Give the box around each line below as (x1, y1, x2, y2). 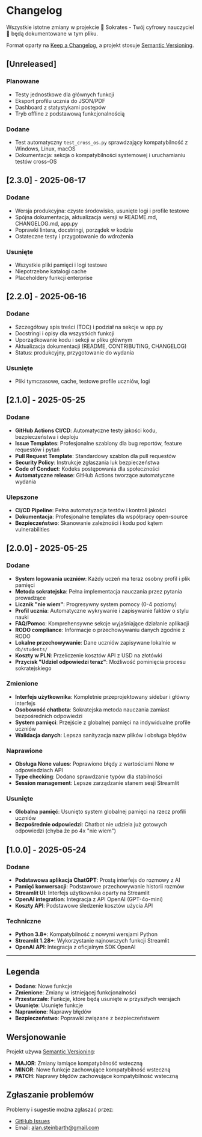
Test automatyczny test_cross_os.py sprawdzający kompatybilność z (14, 138, 188, 146)
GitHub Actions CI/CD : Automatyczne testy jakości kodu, (14, 427, 158, 434)
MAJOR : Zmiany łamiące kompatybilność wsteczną (14, 1060, 143, 1067)
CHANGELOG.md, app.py (14, 220, 78, 227)
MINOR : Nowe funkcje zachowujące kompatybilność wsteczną (14, 1066, 171, 1073)
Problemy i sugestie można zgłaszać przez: (6, 1106, 114, 1113)
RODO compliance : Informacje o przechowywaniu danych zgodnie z (14, 626, 185, 633)
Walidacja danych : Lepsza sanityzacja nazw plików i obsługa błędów (14, 731, 187, 739)
